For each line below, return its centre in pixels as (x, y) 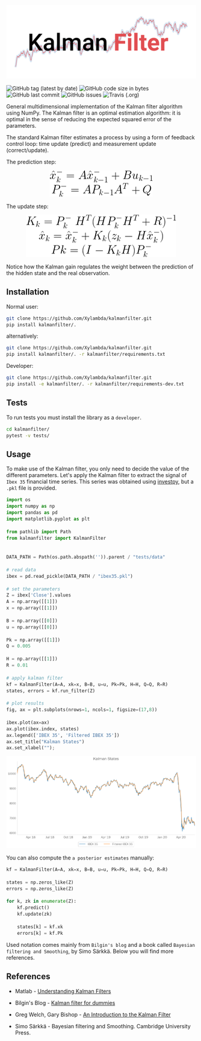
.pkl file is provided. (32, 488)
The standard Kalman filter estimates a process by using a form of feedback (100, 137)
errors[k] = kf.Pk (40, 933)
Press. (23, 1033)
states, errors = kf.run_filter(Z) (51, 691)
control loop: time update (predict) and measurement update (81, 144)
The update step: (27, 206)
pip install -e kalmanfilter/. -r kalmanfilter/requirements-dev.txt (95, 384)
